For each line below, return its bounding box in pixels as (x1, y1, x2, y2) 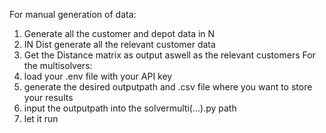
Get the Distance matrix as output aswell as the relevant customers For (23, 49, 316, 61)
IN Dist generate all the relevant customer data (23, 39, 216, 50)
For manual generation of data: (9, 9, 137, 20)
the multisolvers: (23, 60, 93, 71)
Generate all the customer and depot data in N (23, 28, 216, 39)
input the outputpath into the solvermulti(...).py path (23, 102, 237, 114)
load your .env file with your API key (23, 70, 173, 82)
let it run (23, 113, 59, 124)
